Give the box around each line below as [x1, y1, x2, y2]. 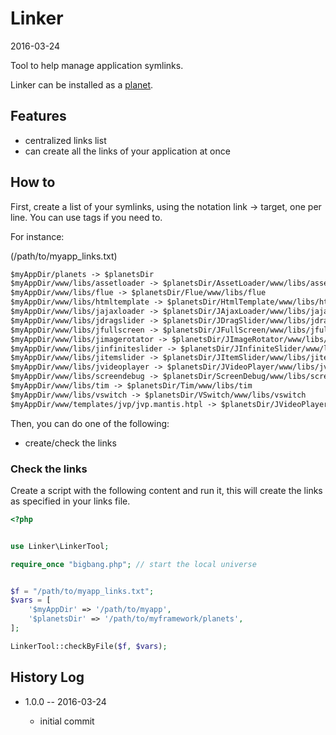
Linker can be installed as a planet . [10, 78, 154, 91]
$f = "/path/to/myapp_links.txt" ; [10, 586, 155, 596]
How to [10, 174, 56, 191]
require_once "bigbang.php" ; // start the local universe [10, 559, 257, 569]
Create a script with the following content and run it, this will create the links [10, 484, 323, 496]
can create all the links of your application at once [24, 145, 231, 157]
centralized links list [24, 134, 107, 146]
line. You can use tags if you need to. [10, 211, 163, 223]
